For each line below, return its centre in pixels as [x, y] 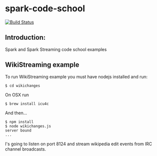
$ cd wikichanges [23, 86]
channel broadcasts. [26, 149]
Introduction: [25, 38]
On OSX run [17, 95]
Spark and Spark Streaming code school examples [56, 49]
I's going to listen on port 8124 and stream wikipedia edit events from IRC [79, 144]
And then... [16, 113]
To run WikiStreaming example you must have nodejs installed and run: [76, 77]
